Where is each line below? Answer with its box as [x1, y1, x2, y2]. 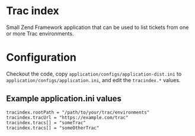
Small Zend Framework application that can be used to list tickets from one [6, 24, 189, 31]
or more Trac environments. [6, 30, 74, 37]
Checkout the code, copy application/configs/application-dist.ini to [6, 70, 182, 77]
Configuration [6, 51, 77, 64]
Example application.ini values [6, 93, 122, 104]
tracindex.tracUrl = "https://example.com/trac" [6, 114, 129, 121]
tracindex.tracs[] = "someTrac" [6, 119, 86, 125]
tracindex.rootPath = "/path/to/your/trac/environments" [6, 109, 150, 115]
